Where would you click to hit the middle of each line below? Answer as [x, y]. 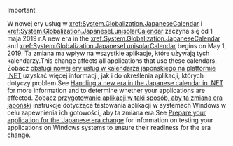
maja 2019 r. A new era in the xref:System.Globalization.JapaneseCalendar [114, 38]
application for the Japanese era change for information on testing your [110, 120]
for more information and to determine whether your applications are [106, 90]
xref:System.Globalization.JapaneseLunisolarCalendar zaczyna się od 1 [110, 31]
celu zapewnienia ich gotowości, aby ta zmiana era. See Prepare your [107, 112]
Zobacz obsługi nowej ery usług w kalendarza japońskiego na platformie [112, 68]
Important [21, 10]
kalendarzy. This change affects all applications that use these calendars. [112, 61]
